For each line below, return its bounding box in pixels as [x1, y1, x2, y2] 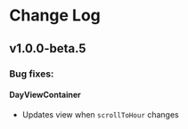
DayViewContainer [9, 90, 82, 101]
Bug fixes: [9, 68, 54, 80]
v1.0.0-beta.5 [9, 41, 86, 56]
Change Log [9, 5, 101, 26]
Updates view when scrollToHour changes [21, 109, 180, 120]
